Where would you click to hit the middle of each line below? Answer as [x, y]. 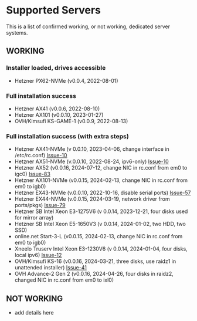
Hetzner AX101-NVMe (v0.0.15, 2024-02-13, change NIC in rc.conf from [101, 180]
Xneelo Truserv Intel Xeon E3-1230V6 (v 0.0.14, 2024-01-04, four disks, [101, 249]
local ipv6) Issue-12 [38, 255]
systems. [17, 32]
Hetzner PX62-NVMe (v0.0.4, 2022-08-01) [66, 80]
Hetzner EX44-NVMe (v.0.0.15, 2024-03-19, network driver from [92, 199]
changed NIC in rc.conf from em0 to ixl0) [64, 280]
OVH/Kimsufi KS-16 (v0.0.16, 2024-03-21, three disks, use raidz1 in [95, 261]
